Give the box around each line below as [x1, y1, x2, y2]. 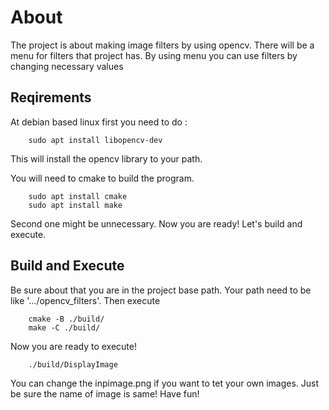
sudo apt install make [28, 200, 123, 210]
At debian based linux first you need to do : [10, 116, 188, 128]
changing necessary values [10, 60, 124, 72]
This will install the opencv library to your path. [10, 152, 203, 165]
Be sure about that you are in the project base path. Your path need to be [10, 284, 312, 296]
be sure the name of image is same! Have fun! [10, 387, 200, 400]
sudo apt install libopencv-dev [28, 135, 163, 145]
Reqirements [10, 89, 92, 106]
